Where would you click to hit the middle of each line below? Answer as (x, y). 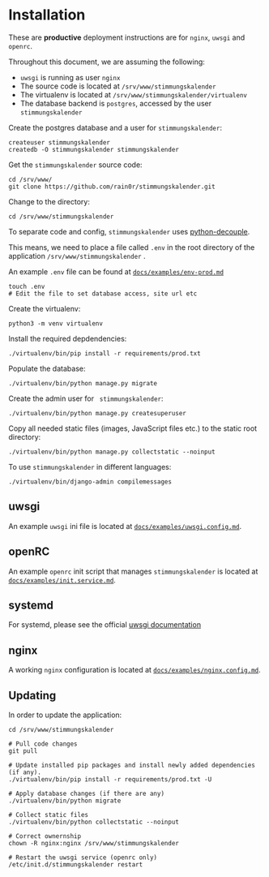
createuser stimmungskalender (60, 142)
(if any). (25, 772)
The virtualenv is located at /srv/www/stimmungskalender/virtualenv (133, 94)
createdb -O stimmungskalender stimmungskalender (94, 149)
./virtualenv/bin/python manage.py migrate (83, 383)
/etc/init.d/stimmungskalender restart (76, 865)
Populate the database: (47, 368)
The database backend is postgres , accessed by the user (116, 103)
